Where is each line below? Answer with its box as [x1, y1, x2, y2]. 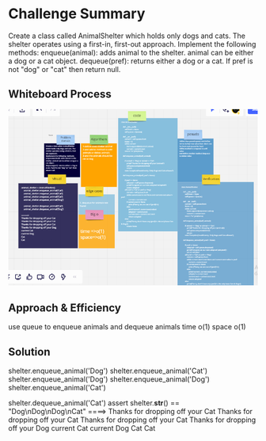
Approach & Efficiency [8, 301, 121, 314]
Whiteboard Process [8, 88, 112, 101]
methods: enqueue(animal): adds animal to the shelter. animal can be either [8, 48, 254, 57]
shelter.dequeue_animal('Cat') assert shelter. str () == [8, 397, 180, 408]
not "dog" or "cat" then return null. [8, 64, 121, 74]
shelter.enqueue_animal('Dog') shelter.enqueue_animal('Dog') [8, 374, 210, 384]
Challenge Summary [8, 5, 146, 23]
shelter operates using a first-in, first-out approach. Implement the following [8, 39, 256, 48]
